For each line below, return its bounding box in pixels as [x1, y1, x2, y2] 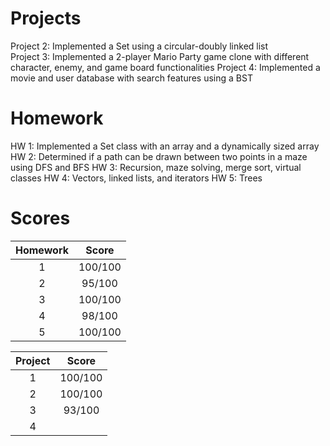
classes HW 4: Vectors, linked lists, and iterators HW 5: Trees [10, 172, 263, 184]
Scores [10, 207, 71, 230]
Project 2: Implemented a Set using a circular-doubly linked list [10, 40, 269, 52]
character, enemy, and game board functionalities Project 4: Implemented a [10, 61, 321, 73]
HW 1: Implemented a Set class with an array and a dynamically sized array [10, 140, 320, 152]
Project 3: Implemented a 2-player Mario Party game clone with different [10, 50, 310, 62]
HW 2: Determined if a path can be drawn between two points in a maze [10, 150, 308, 162]
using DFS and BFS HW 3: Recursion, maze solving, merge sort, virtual [10, 161, 302, 173]
